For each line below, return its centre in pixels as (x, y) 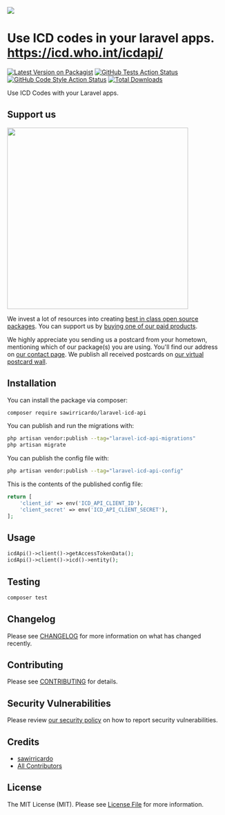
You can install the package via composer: (67, 400)
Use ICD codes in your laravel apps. (111, 38)
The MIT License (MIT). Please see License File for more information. (105, 804)
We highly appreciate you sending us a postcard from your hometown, (107, 339)
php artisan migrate (37, 445)
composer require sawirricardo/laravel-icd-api (77, 413)
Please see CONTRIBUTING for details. (63, 681)
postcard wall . (27, 361)
